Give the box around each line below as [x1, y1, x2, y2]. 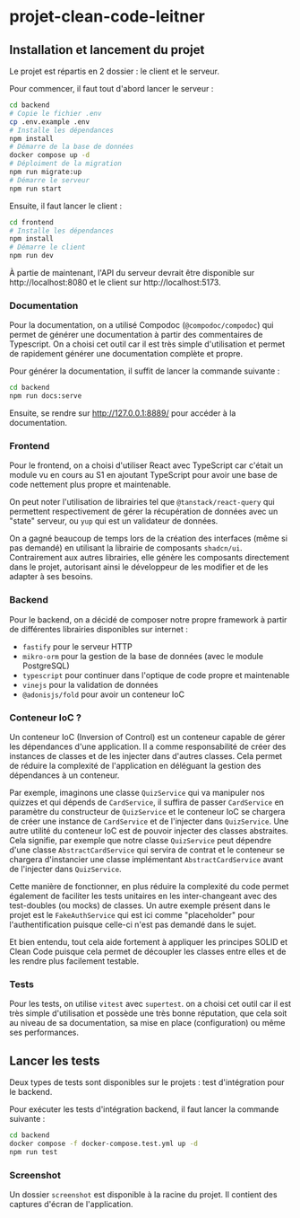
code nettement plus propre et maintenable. [9, 479, 172, 490]
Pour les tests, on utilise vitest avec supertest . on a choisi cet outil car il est [9, 999, 292, 1010]
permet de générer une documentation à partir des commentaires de [9, 330, 263, 340]
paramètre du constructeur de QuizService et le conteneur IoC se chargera [9, 806, 286, 816]
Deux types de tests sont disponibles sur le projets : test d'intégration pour [9, 1077, 285, 1088]
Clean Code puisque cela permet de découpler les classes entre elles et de [9, 946, 287, 957]
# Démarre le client [9, 243, 87, 252]
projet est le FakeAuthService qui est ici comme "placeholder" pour [9, 909, 255, 920]
